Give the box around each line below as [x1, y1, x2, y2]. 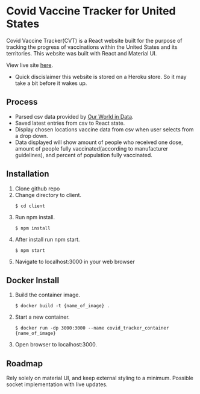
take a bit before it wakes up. [14, 80, 87, 87]
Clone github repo [14, 185, 60, 192]
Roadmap [6, 358, 43, 369]
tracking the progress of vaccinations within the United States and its [6, 43, 178, 51]
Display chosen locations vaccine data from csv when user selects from [14, 125, 194, 133]
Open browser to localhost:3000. [14, 341, 98, 348]
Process [6, 97, 38, 107]
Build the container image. [14, 291, 80, 299]
